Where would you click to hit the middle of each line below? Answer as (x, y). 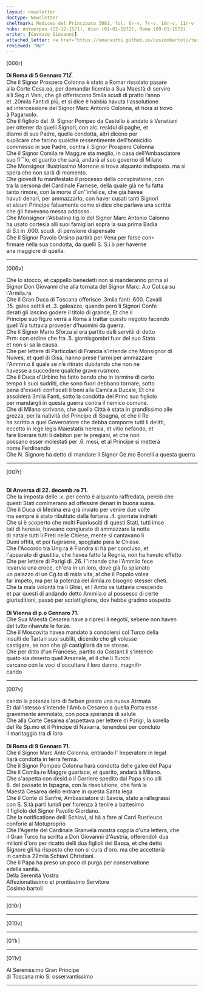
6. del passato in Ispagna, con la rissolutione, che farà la (76, 785)
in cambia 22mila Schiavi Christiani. (51, 856)
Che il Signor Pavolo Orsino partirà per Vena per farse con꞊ (80, 237)
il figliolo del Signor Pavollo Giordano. (53, 811)
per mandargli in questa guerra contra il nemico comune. (77, 402)
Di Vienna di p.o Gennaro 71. (42, 613)
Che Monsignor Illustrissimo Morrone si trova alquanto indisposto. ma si (96, 166)
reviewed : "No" (25, 46)
